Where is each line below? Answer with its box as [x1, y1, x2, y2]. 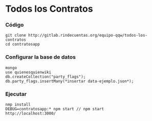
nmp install [5, 102, 31, 107]
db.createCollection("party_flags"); [5, 74, 86, 79]
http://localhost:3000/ [5, 111, 56, 116]
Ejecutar [5, 90, 27, 98]
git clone [5, 33, 27, 38]
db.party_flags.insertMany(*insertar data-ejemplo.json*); [5, 79, 134, 84]
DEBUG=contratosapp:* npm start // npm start [5, 107, 104, 112]
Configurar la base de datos [5, 54, 76, 61]
